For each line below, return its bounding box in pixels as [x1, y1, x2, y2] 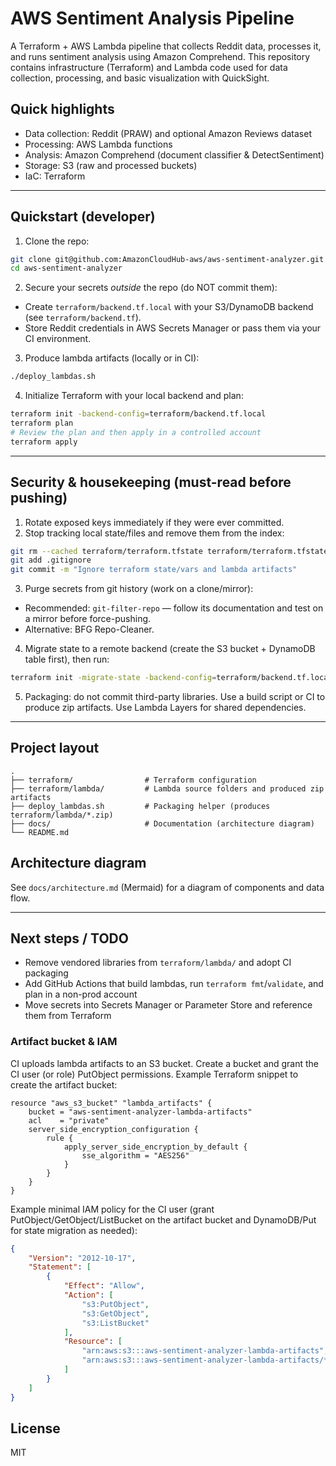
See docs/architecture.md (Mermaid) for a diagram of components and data [10, 881, 325, 893]
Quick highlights [10, 101, 115, 118]
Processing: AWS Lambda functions [24, 138, 173, 150]
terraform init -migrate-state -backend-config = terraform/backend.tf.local [10, 673, 333, 683]
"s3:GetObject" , [81, 1308, 150, 1319]
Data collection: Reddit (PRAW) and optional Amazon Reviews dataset [24, 127, 313, 139]
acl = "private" [28, 1115, 110, 1126]
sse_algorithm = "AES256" [81, 1150, 190, 1161]
